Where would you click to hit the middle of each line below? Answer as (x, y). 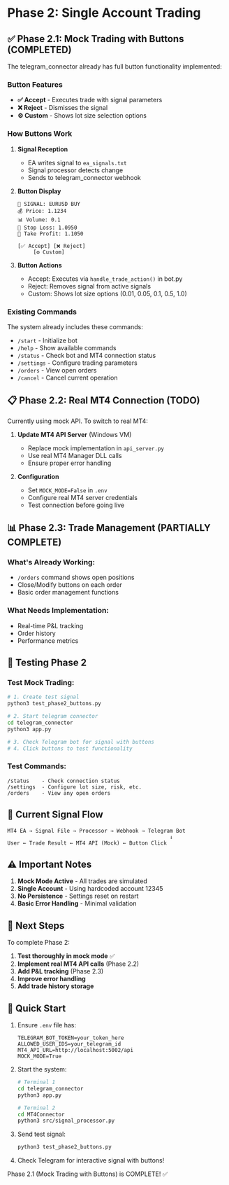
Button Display (39, 191)
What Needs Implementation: (58, 611)
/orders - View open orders (57, 370)
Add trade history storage (56, 986)
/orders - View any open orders (59, 793)
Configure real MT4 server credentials (83, 497)
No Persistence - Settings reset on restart (78, 896)
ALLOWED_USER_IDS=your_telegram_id (69, 1044)
